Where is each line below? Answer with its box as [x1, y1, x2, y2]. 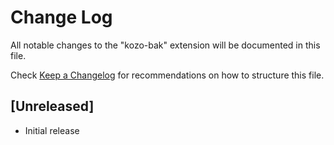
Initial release [24, 124, 80, 136]
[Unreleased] [10, 98, 95, 115]
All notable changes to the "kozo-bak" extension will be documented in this [10, 39, 321, 51]
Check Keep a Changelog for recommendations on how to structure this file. [10, 69, 325, 81]
